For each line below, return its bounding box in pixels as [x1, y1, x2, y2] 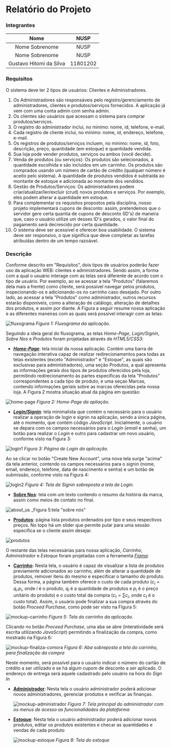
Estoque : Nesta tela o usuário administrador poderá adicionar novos [13, 716, 157, 723]
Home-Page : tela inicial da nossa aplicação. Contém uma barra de [13, 345, 153, 352]
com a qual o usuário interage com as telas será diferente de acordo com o [6, 273, 163, 279]
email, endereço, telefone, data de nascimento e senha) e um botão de [6, 466, 154, 472]
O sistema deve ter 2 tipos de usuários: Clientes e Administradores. [6, 87, 147, 93]
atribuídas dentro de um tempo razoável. [13, 237, 99, 244]
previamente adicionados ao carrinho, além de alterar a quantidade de [13, 568, 161, 574]
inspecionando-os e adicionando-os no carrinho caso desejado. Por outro [6, 289, 161, 295]
